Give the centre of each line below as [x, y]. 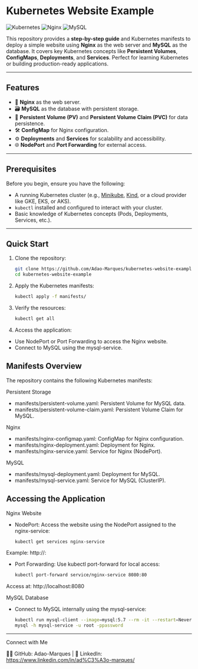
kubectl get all [34, 319]
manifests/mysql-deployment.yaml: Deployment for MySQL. [87, 474]
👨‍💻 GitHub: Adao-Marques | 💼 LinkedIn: [54, 654]
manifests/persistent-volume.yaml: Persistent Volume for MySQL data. [100, 403]
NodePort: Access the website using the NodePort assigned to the [95, 524]
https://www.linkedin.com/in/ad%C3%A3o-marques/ [70, 660]
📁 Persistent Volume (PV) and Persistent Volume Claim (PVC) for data [101, 117]
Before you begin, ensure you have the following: [66, 183]
